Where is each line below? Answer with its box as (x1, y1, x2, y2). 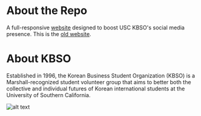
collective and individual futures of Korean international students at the (6, 85, 185, 92)
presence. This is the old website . (6, 30, 92, 37)
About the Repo (6, 4, 88, 18)
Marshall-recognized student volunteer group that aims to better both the (6, 78, 191, 85)
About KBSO (6, 52, 72, 66)
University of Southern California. (6, 91, 91, 98)
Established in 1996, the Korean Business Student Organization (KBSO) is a (6, 71, 195, 79)
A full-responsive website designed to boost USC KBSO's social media (6, 24, 185, 31)
